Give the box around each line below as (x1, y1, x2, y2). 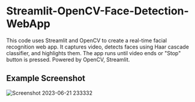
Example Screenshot (6, 73, 86, 83)
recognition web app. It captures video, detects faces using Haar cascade (6, 43, 189, 50)
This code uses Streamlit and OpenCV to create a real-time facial (6, 37, 167, 44)
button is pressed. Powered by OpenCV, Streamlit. (6, 56, 130, 63)
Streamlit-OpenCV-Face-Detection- (6, 4, 189, 18)
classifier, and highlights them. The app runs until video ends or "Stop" (6, 49, 181, 56)
